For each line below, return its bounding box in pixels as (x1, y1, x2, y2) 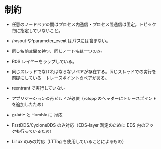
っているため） (24, 128, 54, 134)
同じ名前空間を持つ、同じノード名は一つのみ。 (11, 48, 105, 54)
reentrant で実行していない (11, 85, 65, 91)
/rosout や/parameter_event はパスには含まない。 (11, 37, 111, 44)
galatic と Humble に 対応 (11, 112, 63, 117)
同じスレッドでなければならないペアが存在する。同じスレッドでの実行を (11, 68, 156, 74)
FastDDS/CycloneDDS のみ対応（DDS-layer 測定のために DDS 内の (11, 122, 145, 128)
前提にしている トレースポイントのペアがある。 (11, 75, 110, 81)
